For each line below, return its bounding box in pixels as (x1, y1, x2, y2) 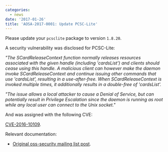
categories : (5, 7, 30, 13)
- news (10, 12, 24, 17)
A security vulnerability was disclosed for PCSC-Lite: (5, 45, 115, 51)
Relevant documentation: (5, 131, 57, 137)
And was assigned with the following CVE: (5, 112, 93, 118)
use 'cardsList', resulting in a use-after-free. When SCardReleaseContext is (5, 76, 162, 82)
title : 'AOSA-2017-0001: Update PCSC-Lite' (5, 21, 98, 27)
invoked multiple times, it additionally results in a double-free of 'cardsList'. (5, 82, 162, 88)
